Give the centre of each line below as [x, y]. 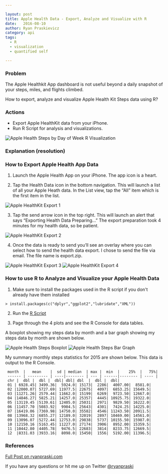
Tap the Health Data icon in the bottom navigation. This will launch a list [86, 185]
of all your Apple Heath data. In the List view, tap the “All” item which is [86, 190]
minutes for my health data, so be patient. [55, 226]
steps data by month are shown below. [45, 338]
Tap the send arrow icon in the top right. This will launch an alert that [83, 215]
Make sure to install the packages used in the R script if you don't [80, 289]
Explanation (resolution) [35, 151]
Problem [16, 73]
